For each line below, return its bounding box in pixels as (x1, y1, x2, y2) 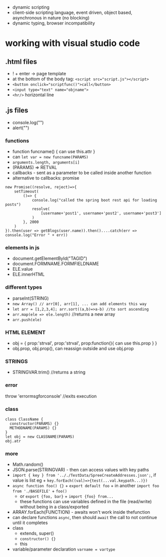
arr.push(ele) (12, 317, 42, 322)
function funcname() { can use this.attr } (12, 149, 96, 155)
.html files (5, 57, 37, 66)
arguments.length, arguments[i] (12, 160, 80, 165)
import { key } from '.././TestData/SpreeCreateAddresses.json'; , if (12, 472, 157, 478)
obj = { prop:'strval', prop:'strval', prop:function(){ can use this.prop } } (12, 340, 157, 346)
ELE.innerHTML (12, 271, 45, 277)
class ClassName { (5, 416, 43, 422)
